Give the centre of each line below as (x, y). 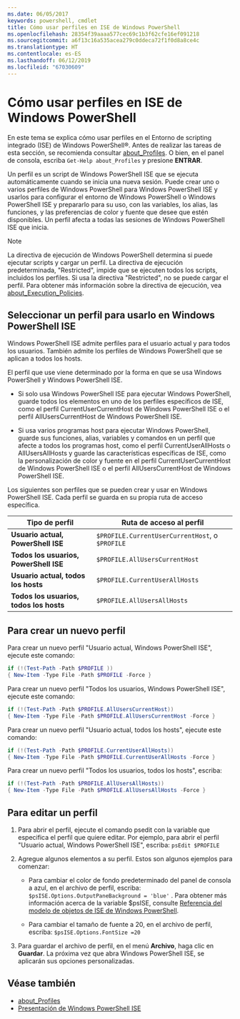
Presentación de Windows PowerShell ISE (79, 1008)
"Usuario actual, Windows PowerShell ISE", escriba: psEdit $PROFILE (119, 845)
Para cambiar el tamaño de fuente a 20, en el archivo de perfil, (120, 924)
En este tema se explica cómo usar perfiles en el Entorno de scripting (110, 137)
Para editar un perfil (52, 812)
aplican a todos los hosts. (45, 358)
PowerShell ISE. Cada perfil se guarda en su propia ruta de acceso (105, 498)
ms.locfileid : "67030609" (46, 67)
